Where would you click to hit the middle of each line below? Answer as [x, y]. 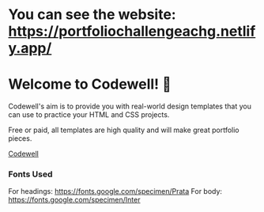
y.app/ [30, 48]
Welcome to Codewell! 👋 [90, 84]
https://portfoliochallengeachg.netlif [132, 31]
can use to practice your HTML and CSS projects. [89, 115]
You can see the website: [92, 15]
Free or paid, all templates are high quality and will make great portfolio [124, 130]
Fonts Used [30, 174]
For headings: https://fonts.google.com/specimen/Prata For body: [115, 191]
